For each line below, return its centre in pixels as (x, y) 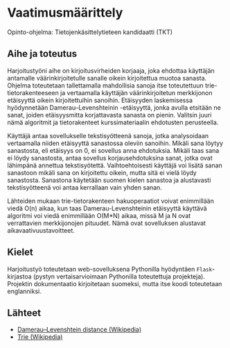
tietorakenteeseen (33, 92)
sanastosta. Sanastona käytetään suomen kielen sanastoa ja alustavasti (109, 180)
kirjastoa (20, 276)
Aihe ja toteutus (42, 54)
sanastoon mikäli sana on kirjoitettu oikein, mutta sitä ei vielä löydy (102, 172)
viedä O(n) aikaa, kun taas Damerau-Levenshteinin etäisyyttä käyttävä (107, 208)
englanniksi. (24, 291)
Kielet (20, 252)
